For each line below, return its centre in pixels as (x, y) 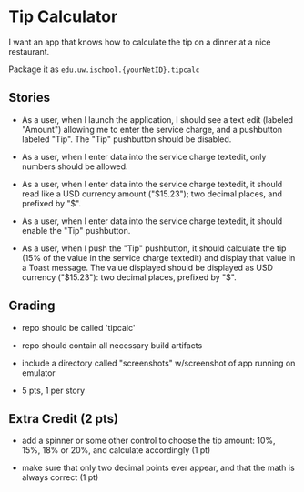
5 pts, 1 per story (53, 390)
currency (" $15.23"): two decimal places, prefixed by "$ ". (129, 277)
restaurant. (29, 51)
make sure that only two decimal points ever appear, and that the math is (158, 468)
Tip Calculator (63, 17)
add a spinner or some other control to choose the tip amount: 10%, (148, 441)
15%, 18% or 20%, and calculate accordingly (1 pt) (116, 450)
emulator (38, 372)
